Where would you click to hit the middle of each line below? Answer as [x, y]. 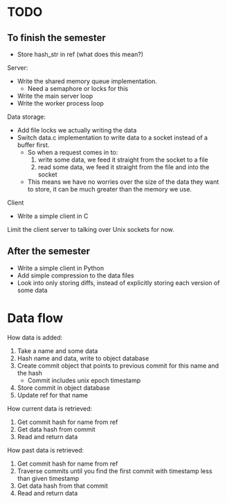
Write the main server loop [55, 96]
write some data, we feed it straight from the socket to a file [123, 160]
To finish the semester [56, 38]
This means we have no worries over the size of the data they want [123, 182]
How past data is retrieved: [46, 450]
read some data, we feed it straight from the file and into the [124, 167]
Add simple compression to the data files [75, 275]
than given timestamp [48, 478]
